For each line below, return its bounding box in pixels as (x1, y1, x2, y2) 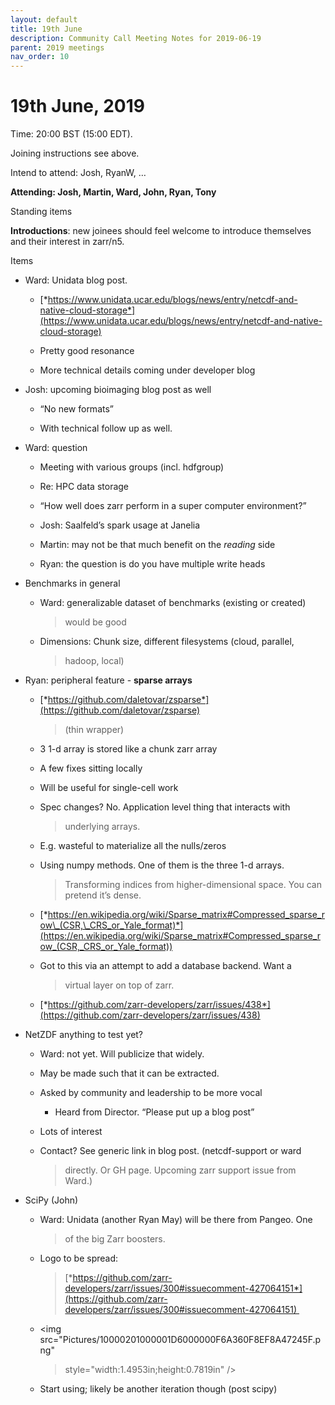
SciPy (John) (24, 1194, 79, 1206)
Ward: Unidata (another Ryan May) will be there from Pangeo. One (39, 1214, 313, 1226)
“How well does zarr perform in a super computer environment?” (39, 500, 307, 512)
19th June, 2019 (10, 95, 145, 118)
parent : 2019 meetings (10, 42, 105, 53)
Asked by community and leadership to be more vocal (39, 1087, 263, 1099)
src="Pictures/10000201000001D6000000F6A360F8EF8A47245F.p (39, 1334, 322, 1346)
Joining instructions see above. (10, 147, 140, 160)
